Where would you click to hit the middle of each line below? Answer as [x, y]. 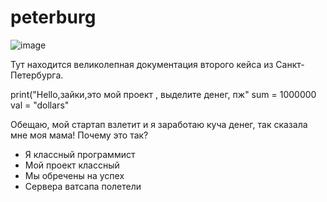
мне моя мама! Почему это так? [79, 135]
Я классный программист [80, 154]
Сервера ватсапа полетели [83, 186]
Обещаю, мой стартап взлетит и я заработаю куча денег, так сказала [159, 124]
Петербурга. [37, 75]
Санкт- [290, 64]
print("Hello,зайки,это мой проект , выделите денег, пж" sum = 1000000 [163, 94]
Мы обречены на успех [74, 175]
